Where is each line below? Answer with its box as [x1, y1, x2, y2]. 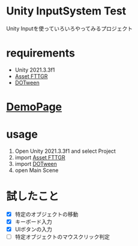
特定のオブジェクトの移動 [14, 211, 79, 218]
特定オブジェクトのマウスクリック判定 [14, 233, 110, 241]
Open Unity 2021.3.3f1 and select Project [14, 147, 116, 155]
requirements [6, 46, 75, 60]
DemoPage [6, 100, 62, 114]
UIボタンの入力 [14, 226, 52, 233]
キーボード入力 [14, 218, 52, 225]
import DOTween [14, 161, 57, 167]
